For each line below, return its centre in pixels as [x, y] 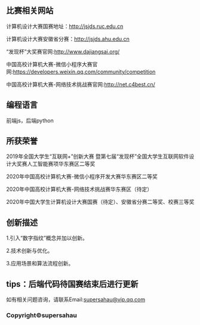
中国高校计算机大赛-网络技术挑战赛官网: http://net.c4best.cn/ [81, 84]
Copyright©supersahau [42, 315]
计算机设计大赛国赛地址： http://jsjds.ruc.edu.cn [65, 26]
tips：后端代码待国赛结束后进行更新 [72, 284]
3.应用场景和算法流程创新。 [40, 264]
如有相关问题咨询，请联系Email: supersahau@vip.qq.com [76, 299]
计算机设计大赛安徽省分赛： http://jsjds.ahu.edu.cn [68, 39]
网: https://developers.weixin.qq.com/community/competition [81, 72]
